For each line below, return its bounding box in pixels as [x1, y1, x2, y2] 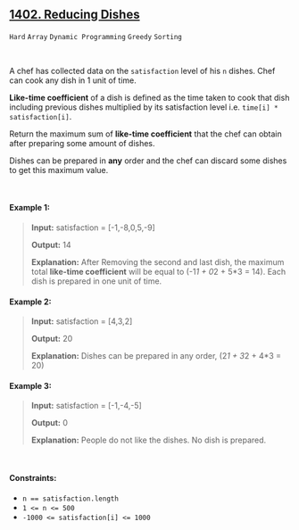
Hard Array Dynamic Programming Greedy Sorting [9, 32, 183, 41]
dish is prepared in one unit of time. [30, 276, 162, 286]
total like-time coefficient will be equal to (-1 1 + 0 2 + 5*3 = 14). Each [30, 267, 287, 277]
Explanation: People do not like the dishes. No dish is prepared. [30, 435, 267, 445]
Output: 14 [30, 240, 71, 251]
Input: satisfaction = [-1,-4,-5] [30, 401, 143, 411]
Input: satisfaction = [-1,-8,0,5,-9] [30, 222, 156, 233]
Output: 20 [30, 334, 73, 344]
